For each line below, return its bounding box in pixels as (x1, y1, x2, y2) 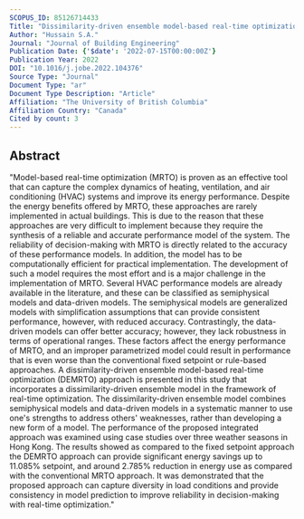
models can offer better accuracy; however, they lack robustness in (34, 325, 287, 336)
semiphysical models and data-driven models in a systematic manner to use (9, 402, 293, 413)
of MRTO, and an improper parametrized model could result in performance (9, 345, 291, 356)
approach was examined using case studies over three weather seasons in (9, 431, 288, 442)
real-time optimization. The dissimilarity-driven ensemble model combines (9, 393, 287, 404)
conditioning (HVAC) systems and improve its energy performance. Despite (9, 191, 290, 202)
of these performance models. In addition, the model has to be (9, 248, 242, 259)
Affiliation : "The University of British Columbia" (9, 97, 208, 107)
